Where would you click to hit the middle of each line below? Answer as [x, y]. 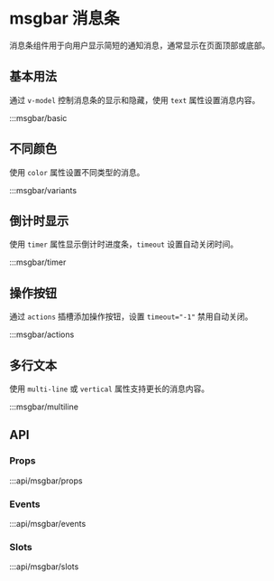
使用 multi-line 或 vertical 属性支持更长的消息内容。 [110, 389]
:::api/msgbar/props [46, 481]
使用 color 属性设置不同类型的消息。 [77, 172]
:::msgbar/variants [43, 190]
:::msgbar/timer [38, 262]
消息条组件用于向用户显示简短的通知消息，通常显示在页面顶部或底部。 [140, 45]
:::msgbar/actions [42, 334]
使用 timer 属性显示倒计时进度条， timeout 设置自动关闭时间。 [124, 244]
